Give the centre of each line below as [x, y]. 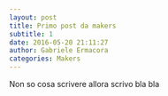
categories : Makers [45, 59]
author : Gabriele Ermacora [59, 51]
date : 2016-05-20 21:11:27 [59, 42]
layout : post [33, 17]
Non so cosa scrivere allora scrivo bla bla [84, 84]
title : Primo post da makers [63, 26]
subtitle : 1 [31, 34]
